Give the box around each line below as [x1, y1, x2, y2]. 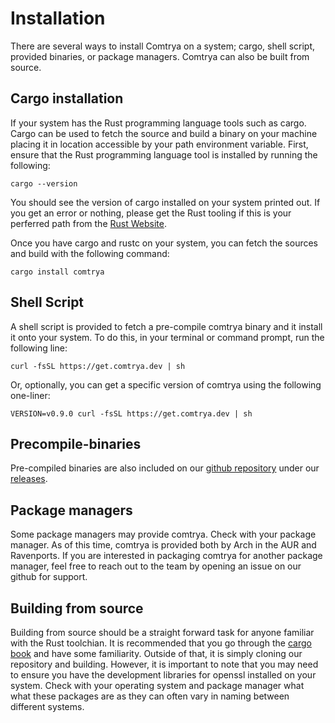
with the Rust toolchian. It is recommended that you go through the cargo [10, 637, 312, 649]
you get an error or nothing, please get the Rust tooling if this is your [10, 207, 292, 219]
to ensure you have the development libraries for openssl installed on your [10, 669, 317, 681]
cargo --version [10, 178, 78, 189]
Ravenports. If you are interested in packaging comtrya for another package [10, 550, 323, 562]
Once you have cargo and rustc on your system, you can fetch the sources [10, 237, 318, 249]
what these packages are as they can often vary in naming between [10, 690, 290, 702]
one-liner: [10, 389, 51, 401]
